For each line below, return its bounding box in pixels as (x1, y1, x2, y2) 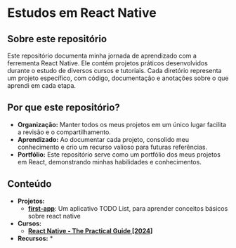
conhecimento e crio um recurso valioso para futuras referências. (17, 143, 208, 151)
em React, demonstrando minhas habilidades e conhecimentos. (17, 157, 202, 166)
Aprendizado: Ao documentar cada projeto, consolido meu (17, 135, 190, 143)
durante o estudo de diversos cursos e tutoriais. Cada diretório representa (7, 67, 222, 74)
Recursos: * (17, 234, 53, 242)
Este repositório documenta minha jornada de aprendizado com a (7, 51, 197, 60)
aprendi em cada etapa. (7, 81, 76, 89)
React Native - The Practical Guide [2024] (27, 226, 153, 235)
